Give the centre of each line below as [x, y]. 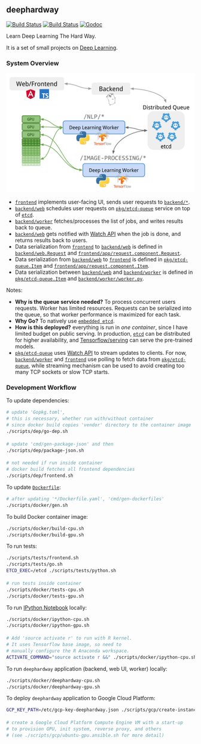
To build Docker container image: [47, 516]
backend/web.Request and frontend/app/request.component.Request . [98, 253]
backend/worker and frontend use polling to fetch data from [87, 359]
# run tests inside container [44, 583]
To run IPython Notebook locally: [47, 607]
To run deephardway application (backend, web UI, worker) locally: [87, 668]
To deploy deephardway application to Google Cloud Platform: [81, 698]
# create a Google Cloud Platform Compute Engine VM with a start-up [95, 723]
